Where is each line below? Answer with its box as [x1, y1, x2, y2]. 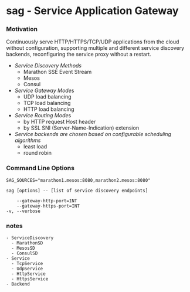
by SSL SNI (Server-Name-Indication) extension [23, 124, 140, 131]
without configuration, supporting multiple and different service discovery [6, 45, 185, 52]
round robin [23, 150, 52, 157]
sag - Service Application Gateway [6, 4, 179, 18]
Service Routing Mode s [14, 112, 72, 119]
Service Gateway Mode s [14, 87, 74, 94]
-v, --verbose [6, 208, 41, 214]
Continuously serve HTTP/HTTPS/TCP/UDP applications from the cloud [6, 38, 179, 45]
